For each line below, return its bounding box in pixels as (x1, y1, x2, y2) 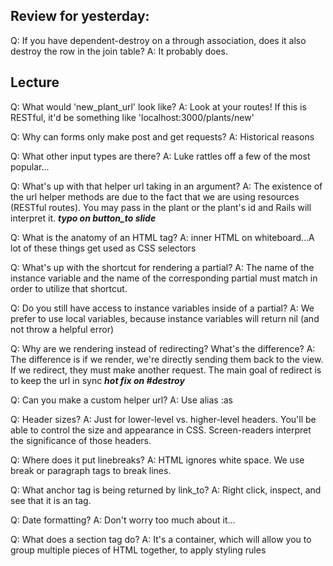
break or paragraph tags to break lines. (10, 464, 172, 476)
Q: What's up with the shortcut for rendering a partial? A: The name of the (10, 261, 315, 273)
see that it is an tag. (10, 494, 92, 506)
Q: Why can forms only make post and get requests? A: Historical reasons (10, 130, 315, 143)
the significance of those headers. (10, 434, 152, 446)
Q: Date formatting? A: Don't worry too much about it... (10, 514, 236, 526)
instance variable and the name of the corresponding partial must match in (10, 272, 318, 284)
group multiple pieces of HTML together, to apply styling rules (10, 544, 267, 556)
